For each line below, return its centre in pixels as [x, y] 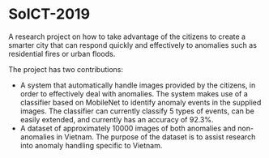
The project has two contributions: [66, 69]
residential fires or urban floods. [62, 53]
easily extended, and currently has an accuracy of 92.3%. [117, 119]
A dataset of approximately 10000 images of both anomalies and [128, 128]
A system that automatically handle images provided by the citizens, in [138, 85]
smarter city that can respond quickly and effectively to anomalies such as [133, 45]
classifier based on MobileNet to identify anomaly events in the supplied [141, 102]
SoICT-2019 [49, 14]
